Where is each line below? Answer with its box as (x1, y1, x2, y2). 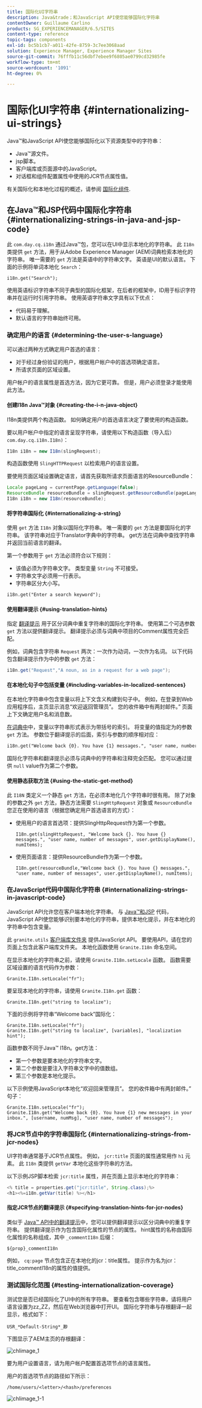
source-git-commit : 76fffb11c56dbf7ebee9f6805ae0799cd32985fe (7, 54, 165, 60)
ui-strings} (7, 117, 62, 130)
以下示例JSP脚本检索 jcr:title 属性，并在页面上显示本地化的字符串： (7, 1173, 180, 1180)
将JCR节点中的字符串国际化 (7, 1130, 87, 1138)
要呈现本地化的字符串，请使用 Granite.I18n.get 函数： (7, 987, 143, 994)
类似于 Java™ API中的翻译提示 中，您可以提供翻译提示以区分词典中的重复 (7, 1218, 186, 1226)
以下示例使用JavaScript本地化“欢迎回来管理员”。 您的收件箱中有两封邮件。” (7, 1085, 191, 1092)
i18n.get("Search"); (7, 275, 59, 281)
